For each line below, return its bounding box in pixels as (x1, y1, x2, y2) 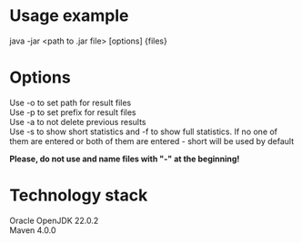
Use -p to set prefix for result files (9, 106, 136, 118)
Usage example (9, 5, 129, 26)
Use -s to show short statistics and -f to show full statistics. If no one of (9, 126, 278, 137)
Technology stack (9, 185, 148, 206)
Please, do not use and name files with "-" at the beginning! (9, 153, 240, 164)
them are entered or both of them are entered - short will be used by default (9, 135, 294, 146)
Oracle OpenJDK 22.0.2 (9, 215, 99, 226)
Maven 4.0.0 (9, 224, 56, 236)
